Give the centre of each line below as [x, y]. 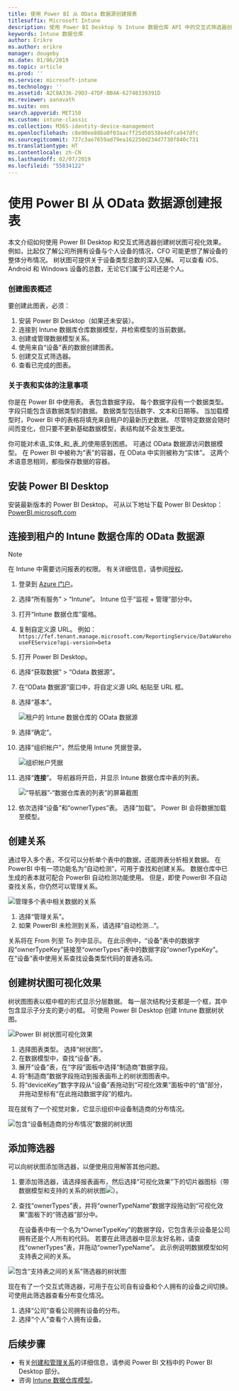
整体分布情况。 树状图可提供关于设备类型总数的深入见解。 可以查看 [106, 259]
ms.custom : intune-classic [48, 119]
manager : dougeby [34, 54]
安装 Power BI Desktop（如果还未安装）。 [78, 320]
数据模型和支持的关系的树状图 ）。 [70, 1191]
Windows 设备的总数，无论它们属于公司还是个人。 [114, 269]
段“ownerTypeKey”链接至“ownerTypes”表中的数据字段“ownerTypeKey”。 [115, 949]
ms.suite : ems [29, 107]
